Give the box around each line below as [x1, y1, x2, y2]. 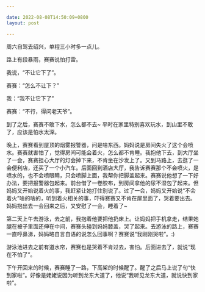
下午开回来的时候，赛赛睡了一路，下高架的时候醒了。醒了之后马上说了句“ [6, 263, 191, 271]
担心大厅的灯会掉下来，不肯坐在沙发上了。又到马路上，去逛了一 [38, 156, 199, 163]
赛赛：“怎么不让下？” [6, 82, 60, 89]
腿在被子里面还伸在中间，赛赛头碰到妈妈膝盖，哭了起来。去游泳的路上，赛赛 [6, 223, 199, 230]
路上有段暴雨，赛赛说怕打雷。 [6, 55, 81, 63]
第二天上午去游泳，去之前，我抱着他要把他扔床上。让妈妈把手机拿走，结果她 [6, 215, 199, 223]
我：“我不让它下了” [6, 94, 54, 102]
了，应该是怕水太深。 [6, 128, 60, 135]
